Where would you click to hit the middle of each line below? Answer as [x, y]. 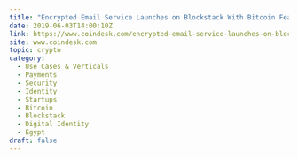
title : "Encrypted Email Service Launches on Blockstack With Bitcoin [142, 17]
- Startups [37, 99]
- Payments [37, 75]
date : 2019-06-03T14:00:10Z [61, 26]
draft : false [33, 140]
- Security [37, 83]
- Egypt [31, 132]
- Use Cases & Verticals [63, 67]
